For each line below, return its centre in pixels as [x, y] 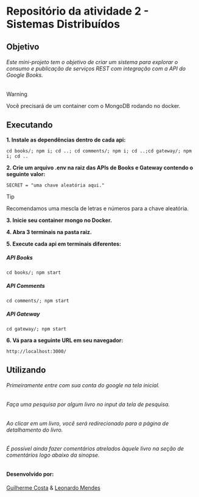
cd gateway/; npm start [37, 329]
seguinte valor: [26, 174]
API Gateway [23, 314]
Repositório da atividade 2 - [78, 11]
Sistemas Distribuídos [63, 24]
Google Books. [25, 75]
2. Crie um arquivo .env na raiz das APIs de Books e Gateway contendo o [100, 167]
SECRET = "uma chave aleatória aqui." [55, 185]
